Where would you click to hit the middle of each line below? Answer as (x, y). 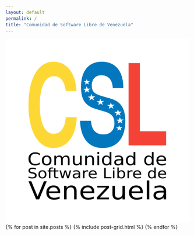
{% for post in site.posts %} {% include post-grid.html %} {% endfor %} (92, 227)
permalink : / (21, 18)
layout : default (25, 12)
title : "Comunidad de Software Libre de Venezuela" (69, 25)
